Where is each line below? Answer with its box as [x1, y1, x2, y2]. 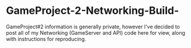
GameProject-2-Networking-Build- [6, 4, 179, 17]
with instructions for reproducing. [6, 35, 86, 42]
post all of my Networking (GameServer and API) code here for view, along [6, 29, 185, 36]
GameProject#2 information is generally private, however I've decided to [6, 23, 181, 30]
